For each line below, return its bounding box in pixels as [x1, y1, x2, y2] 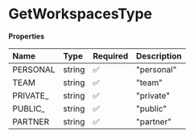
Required [92, 50, 129, 61]
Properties [8, 31, 45, 41]
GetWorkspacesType [8, 5, 153, 23]
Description [135, 50, 183, 61]
